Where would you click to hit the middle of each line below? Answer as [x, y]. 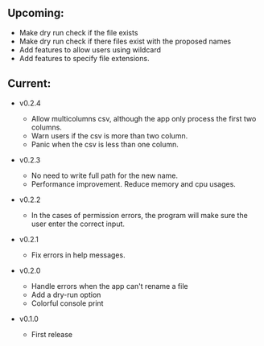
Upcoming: [36, 13]
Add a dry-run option [66, 295]
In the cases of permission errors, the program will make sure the [140, 215]
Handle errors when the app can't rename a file [109, 286]
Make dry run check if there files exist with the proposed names [125, 41]
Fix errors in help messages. [78, 255]
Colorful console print [67, 303]
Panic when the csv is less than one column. [105, 144]
